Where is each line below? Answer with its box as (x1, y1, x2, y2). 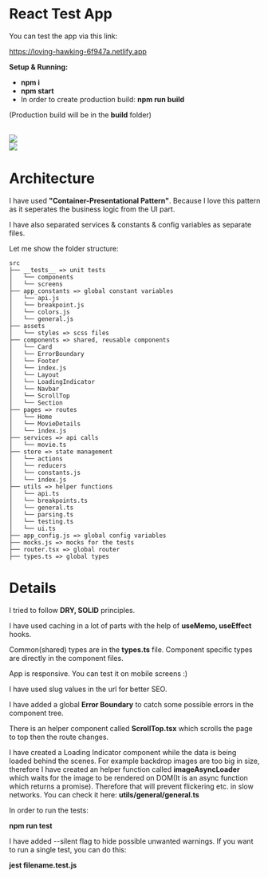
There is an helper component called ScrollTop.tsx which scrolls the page (9, 723, 254, 733)
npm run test (9, 821, 53, 830)
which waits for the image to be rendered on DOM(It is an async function (9, 773, 248, 782)
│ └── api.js (9, 294, 60, 302)
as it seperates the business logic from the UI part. (9, 204, 175, 214)
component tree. (9, 708, 64, 718)
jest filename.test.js (9, 860, 77, 870)
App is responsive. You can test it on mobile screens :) (9, 668, 188, 678)
